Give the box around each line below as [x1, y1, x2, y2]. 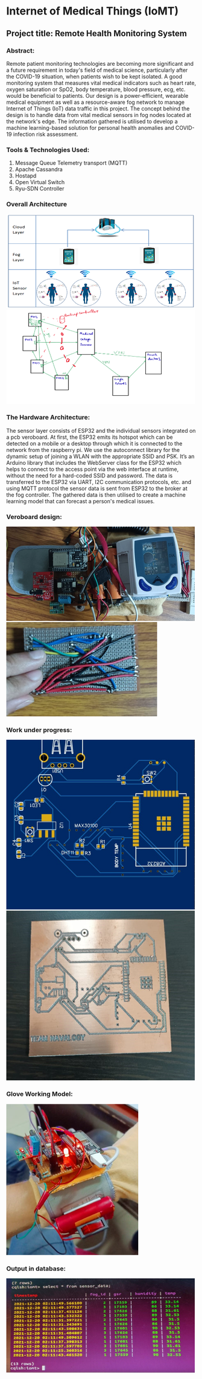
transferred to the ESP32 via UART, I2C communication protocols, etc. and [6, 478, 192, 485]
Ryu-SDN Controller [14, 185, 65, 193]
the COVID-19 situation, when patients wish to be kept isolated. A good [6, 72, 183, 80]
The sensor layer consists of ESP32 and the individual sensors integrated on [6, 427, 196, 434]
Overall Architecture [6, 200, 68, 209]
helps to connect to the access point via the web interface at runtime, [6, 465, 179, 473]
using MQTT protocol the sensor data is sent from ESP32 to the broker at [6, 485, 188, 492]
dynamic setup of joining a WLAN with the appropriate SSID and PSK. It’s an [6, 453, 195, 460]
